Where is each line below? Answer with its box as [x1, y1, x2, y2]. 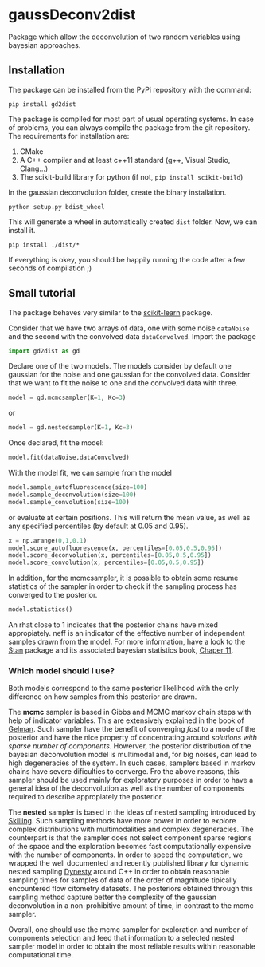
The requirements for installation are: [8, 131, 130, 140]
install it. [8, 225, 36, 235]
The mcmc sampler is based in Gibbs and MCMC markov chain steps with [8, 708, 252, 717]
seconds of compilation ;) [8, 263, 92, 273]
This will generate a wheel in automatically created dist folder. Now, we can [8, 217, 258, 227]
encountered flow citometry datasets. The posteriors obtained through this [8, 884, 253, 894]
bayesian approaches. [8, 40, 81, 49]
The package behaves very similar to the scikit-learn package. [8, 307, 213, 317]
